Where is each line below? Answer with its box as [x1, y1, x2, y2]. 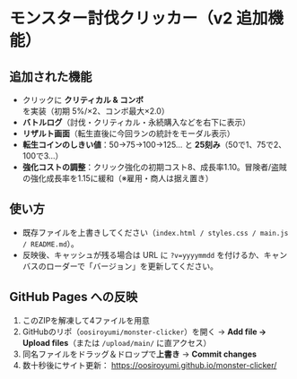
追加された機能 [9, 69, 92, 84]
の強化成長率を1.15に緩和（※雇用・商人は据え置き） [22, 173, 214, 184]
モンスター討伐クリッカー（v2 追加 [9, 8, 268, 29]
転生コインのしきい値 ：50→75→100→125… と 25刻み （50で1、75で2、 [22, 140, 287, 150]
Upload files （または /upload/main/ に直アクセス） [22, 337, 212, 348]
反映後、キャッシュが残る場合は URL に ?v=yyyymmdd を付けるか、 [22, 249, 265, 260]
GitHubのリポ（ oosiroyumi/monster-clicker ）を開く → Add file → [22, 326, 267, 337]
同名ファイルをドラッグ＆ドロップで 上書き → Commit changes [22, 349, 258, 359]
